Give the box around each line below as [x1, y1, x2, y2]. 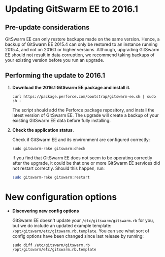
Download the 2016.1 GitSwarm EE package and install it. [12, 84, 131, 90]
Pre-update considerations [5, 23, 90, 32]
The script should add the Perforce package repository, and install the [12, 107, 155, 113]
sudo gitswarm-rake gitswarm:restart [12, 175, 90, 180]
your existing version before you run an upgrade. [5, 57, 104, 63]
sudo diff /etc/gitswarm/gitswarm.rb [12, 243, 90, 248]
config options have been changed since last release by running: [12, 233, 144, 239]
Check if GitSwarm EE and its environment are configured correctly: [12, 137, 150, 143]
